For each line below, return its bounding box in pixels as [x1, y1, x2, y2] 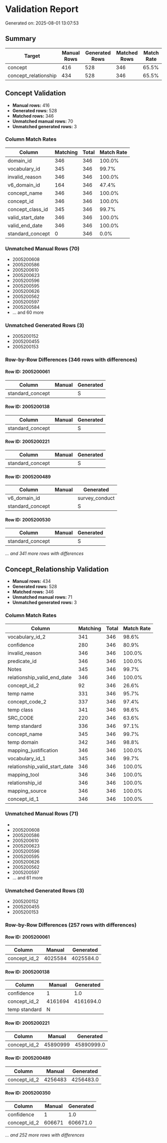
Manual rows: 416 [12, 102, 50, 108]
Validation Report [5, 3, 79, 15]
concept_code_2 [7, 698, 47, 705]
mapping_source [7, 787, 47, 794]
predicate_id [7, 658, 37, 665]
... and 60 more [12, 309, 44, 315]
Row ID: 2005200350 [5, 1090, 51, 1096]
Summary [5, 34, 36, 43]
